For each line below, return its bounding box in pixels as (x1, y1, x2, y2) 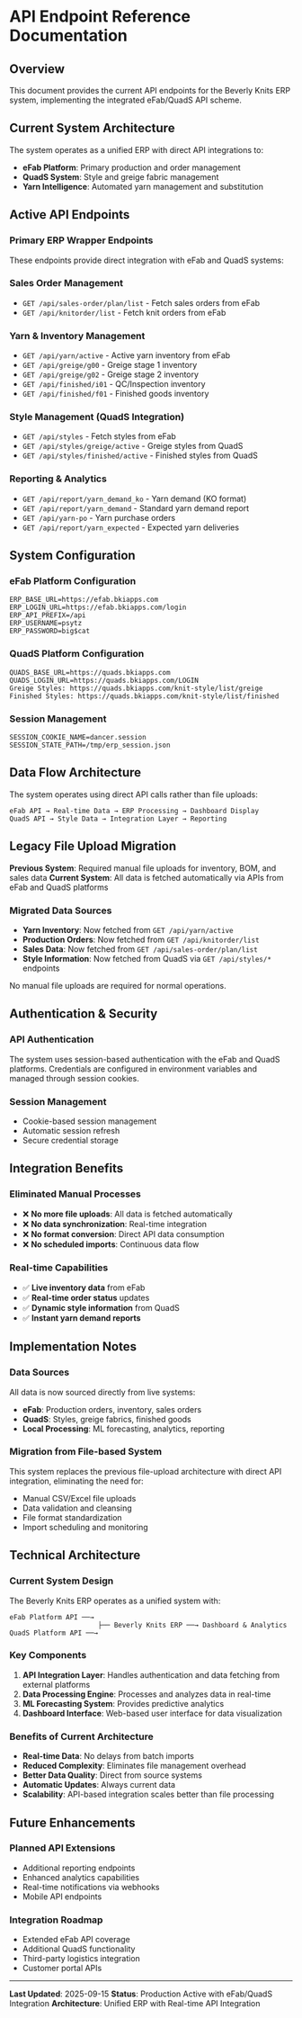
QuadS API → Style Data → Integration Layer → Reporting (9, 814, 227, 823)
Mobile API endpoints (22, 1891, 102, 1902)
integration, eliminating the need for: (9, 1475, 144, 1486)
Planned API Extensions (9, 1842, 116, 1854)
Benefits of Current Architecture (9, 1730, 155, 1743)
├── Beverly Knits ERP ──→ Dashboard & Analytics (97, 1620, 288, 1629)
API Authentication (9, 1033, 94, 1045)
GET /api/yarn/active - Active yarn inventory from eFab (22, 350, 231, 361)
